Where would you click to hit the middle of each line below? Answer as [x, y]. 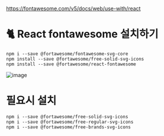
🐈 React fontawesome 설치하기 [82, 34]
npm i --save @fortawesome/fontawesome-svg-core [67, 54]
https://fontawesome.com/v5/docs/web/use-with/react [73, 9]
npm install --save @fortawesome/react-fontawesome [71, 64]
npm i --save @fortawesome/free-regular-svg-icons [70, 122]
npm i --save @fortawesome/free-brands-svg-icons [69, 127]
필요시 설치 [31, 101]
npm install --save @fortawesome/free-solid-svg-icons [75, 59]
